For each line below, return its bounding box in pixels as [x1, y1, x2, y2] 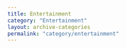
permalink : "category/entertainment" [7, 30, 120, 37]
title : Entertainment [7, 10, 72, 18]
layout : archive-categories [7, 23, 91, 30]
